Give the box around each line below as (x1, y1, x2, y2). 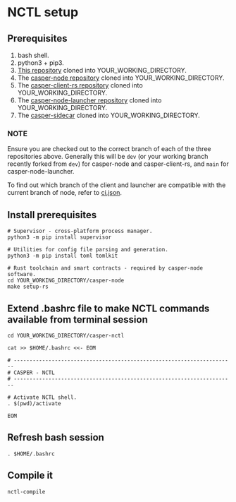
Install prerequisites (7, 209, 97, 221)
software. (7, 271, 37, 278)
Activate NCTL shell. (13, 393, 77, 401)
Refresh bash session (7, 431, 104, 443)
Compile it (7, 470, 54, 482)
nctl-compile (7, 488, 46, 495)
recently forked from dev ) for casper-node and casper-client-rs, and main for (7, 160, 229, 168)
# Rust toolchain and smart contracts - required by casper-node (7, 265, 203, 272)
